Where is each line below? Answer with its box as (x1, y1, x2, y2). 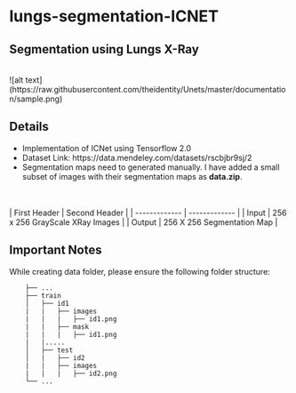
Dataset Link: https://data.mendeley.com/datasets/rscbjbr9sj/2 (21, 152, 252, 163)
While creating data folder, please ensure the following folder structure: (9, 266, 271, 277)
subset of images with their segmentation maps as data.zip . (21, 171, 243, 181)
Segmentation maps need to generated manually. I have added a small (21, 162, 280, 172)
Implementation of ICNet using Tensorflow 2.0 (21, 142, 192, 153)
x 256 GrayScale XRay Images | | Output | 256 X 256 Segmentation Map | (9, 216, 278, 228)
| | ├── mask (25, 322, 90, 331)
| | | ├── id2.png (25, 369, 117, 378)
